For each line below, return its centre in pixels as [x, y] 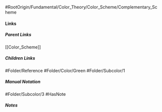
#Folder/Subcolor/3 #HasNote [36, 94]
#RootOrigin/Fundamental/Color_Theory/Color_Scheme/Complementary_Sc [81, 7]
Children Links [20, 58]
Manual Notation [23, 82]
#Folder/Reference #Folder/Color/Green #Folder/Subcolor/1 [65, 70]
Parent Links [18, 35]
